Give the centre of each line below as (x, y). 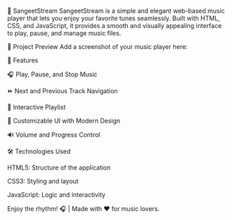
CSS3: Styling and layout (43, 181)
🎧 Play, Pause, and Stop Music (52, 74)
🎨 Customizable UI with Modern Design (64, 121)
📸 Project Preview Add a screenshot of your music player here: (97, 47)
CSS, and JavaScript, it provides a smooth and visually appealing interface (115, 26)
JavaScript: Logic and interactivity (57, 195)
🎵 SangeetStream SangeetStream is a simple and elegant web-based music (116, 11)
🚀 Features (23, 60)
